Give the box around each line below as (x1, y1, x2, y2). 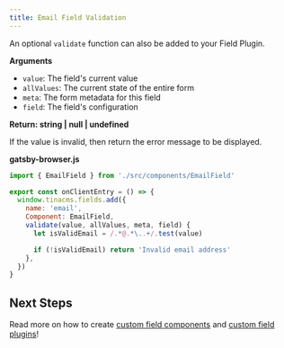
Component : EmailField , (25, 212, 115, 221)
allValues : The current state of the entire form (22, 82, 195, 93)
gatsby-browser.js (9, 154, 80, 165)
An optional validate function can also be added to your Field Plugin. (9, 38, 265, 49)
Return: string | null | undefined (9, 119, 129, 129)
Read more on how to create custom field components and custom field (9, 319, 275, 330)
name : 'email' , (25, 204, 83, 213)
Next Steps (9, 295, 73, 310)
